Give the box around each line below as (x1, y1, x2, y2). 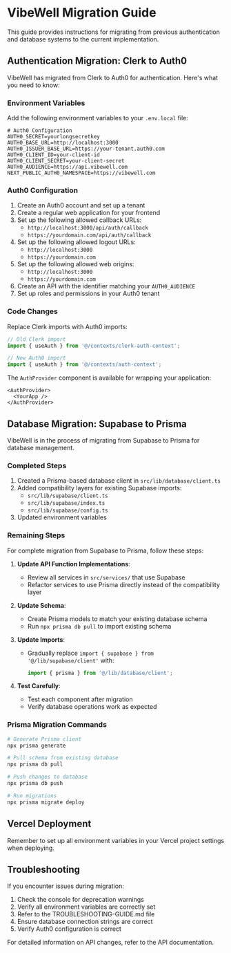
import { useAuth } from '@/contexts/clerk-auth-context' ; (7, 342, 181, 349)
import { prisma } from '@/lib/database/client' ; (27, 669, 174, 676)
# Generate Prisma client (7, 735, 81, 743)
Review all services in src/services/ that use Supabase (27, 573, 185, 582)
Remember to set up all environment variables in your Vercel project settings (7, 836, 225, 844)
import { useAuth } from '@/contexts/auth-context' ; (7, 361, 162, 368)
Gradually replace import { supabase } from (27, 649, 154, 657)
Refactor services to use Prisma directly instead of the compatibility (27, 580, 221, 589)
